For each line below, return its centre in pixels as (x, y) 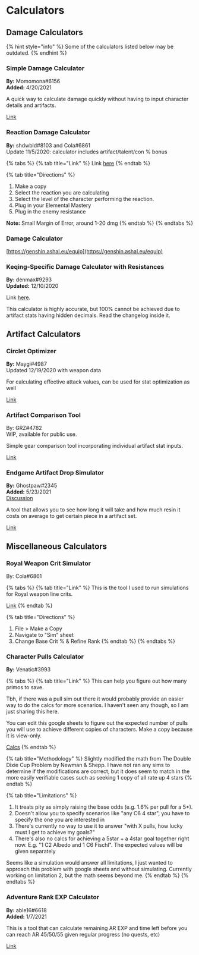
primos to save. (25, 687)
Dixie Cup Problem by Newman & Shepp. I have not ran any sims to (88, 765)
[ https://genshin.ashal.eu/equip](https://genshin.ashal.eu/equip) (85, 251)
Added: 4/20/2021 (29, 87)
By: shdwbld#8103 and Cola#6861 (48, 145)
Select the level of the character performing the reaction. (84, 199)
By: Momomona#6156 (33, 81)
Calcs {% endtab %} (31, 747)
